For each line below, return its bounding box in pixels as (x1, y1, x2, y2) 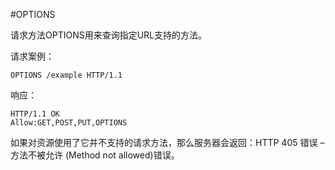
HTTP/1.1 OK (10, 109, 60, 119)
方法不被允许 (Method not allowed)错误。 (10, 149, 180, 161)
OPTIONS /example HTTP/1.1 (10, 70, 123, 80)
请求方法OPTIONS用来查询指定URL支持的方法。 (10, 29, 208, 41)
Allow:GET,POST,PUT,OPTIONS (10, 118, 128, 128)
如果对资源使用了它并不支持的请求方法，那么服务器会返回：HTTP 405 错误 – (10, 137, 325, 148)
